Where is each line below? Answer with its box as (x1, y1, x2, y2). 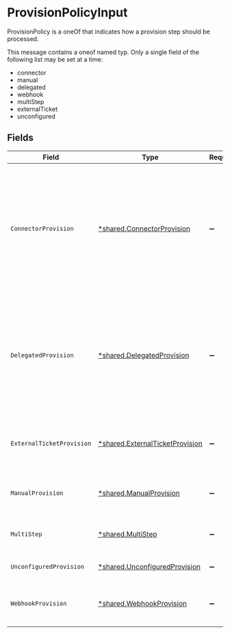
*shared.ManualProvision (98, 488, 180, 498)
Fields (7, 132, 34, 144)
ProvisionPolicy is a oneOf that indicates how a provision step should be (7, 27, 210, 36)
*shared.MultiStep (98, 529, 157, 539)
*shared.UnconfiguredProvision (98, 561, 201, 571)
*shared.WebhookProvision (98, 598, 187, 608)
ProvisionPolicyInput (7, 5, 128, 21)
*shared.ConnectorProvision (98, 224, 190, 233)
